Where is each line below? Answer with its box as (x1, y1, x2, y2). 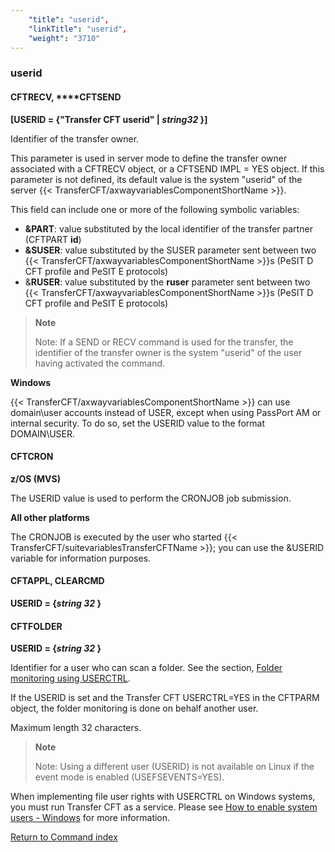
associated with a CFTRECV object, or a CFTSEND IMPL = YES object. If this (10, 162, 325, 175)
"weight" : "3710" (28, 33, 101, 43)
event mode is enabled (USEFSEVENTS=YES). (34, 771, 225, 783)
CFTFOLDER (10, 620, 63, 632)
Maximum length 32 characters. (10, 722, 142, 734)
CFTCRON (10, 451, 54, 463)
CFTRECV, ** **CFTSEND (10, 91, 122, 103)
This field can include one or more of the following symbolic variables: (10, 203, 300, 215)
